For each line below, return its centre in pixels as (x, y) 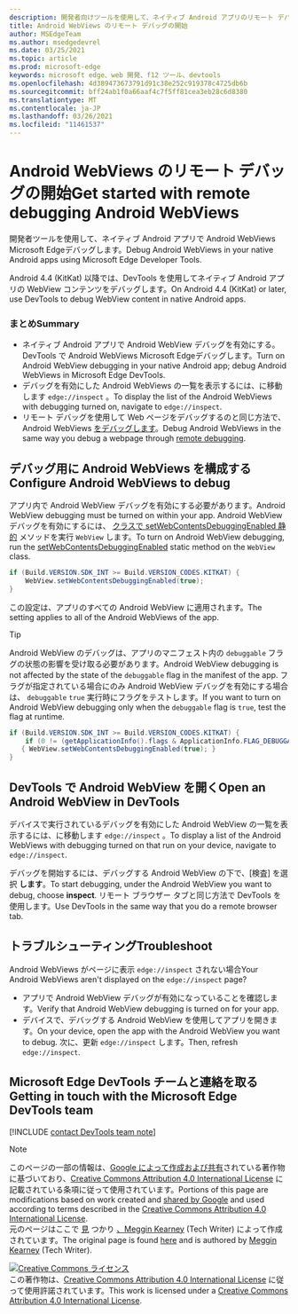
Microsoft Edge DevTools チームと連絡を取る (134, 1082)
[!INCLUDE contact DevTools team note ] (83, 1131)
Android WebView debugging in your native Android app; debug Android (154, 366)
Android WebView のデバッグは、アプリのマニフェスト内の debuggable (137, 652)
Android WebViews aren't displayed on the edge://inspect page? (128, 979)
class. (20, 556)
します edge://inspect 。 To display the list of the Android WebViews (147, 397)
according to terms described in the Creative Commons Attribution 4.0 (138, 1208)
